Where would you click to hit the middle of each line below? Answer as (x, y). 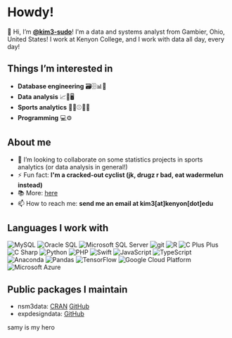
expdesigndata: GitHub (51, 314)
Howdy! (31, 12)
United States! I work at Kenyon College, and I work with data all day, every (116, 39)
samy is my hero (31, 327)
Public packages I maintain (67, 289)
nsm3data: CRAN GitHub (53, 306)
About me (29, 142)
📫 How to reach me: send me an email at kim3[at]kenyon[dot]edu (115, 203)
